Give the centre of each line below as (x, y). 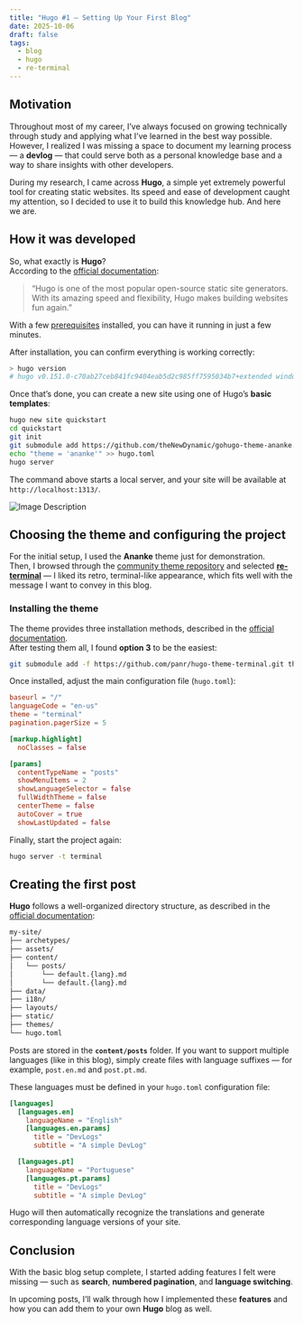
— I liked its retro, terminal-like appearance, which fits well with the (168, 576)
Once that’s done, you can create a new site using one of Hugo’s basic (141, 394)
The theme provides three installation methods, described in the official (142, 628)
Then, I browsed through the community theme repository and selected (142, 566)
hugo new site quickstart (58, 421)
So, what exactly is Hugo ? (58, 261)
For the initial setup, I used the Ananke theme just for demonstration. (138, 557)
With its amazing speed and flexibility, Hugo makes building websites (160, 298)
